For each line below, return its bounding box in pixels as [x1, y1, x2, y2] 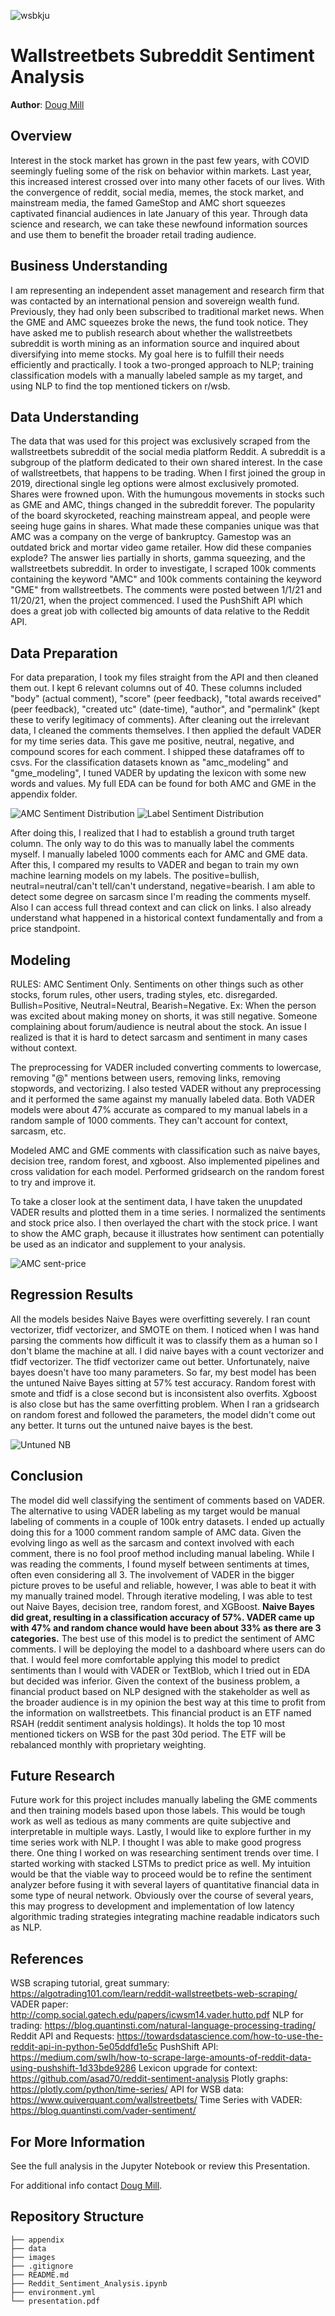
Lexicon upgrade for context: [138, 2062, 258, 2074]
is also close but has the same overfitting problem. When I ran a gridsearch [10, 1398, 320, 1410]
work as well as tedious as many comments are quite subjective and [10, 1815, 291, 1827]
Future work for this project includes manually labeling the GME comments [10, 1794, 318, 1806]
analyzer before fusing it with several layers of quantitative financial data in [10, 1879, 320, 1891]
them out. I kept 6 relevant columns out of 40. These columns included [10, 682, 302, 694]
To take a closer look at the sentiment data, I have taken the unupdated [10, 1196, 303, 1207]
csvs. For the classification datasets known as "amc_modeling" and [10, 756, 289, 769]
